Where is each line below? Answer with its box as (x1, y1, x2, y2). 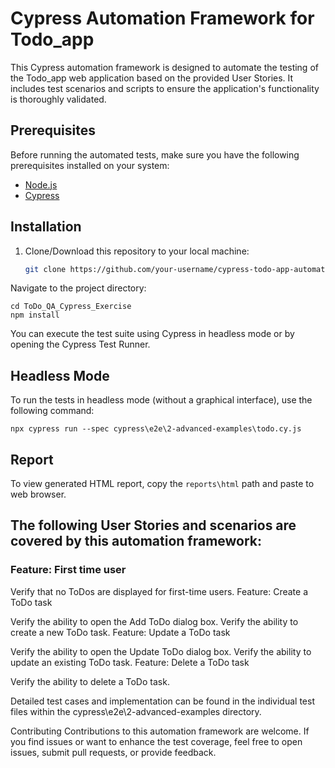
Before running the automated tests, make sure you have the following (10, 148, 300, 161)
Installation (10, 218, 82, 236)
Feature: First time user (10, 563, 127, 577)
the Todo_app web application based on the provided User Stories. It (10, 72, 294, 84)
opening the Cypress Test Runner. (10, 338, 151, 351)
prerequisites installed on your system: (10, 159, 170, 171)
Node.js (24, 178, 58, 191)
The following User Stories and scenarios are (10, 517, 297, 534)
